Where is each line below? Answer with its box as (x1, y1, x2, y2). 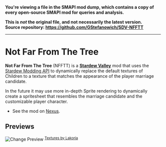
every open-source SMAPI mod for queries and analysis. (5, 9, 124, 15)
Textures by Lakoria (44, 136, 78, 141)
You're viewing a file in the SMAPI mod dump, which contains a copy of (5, 4, 154, 10)
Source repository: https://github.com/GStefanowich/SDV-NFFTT (5, 24, 144, 30)
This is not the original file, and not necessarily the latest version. (5, 19, 142, 25)
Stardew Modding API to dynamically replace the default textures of (5, 68, 143, 74)
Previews (5, 122, 35, 131)
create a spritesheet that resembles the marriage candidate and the (5, 93, 142, 99)
